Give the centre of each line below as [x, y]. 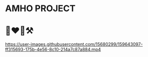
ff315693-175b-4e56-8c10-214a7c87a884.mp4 [53, 50]
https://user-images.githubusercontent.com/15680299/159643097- [74, 44]
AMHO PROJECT [40, 9]
